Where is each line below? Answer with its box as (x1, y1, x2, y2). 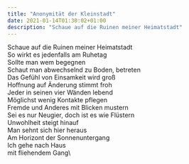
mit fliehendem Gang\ (7, 148, 71, 157)
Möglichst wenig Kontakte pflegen (7, 96, 108, 104)
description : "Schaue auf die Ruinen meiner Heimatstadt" (7, 23, 183, 31)
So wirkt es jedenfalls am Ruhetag (7, 50, 107, 59)
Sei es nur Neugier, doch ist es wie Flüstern (7, 111, 135, 119)
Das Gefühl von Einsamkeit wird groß (7, 73, 116, 82)
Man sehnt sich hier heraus (7, 126, 87, 135)
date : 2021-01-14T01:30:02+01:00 (7, 17, 107, 24)
